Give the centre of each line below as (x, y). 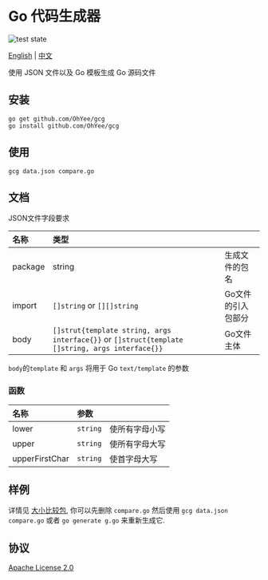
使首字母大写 (133, 459)
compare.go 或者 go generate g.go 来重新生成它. (87, 520)
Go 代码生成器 (55, 16)
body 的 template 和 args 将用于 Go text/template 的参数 (99, 369)
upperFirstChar (41, 458)
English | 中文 (31, 55)
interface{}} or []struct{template (118, 340)
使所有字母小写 (137, 429)
